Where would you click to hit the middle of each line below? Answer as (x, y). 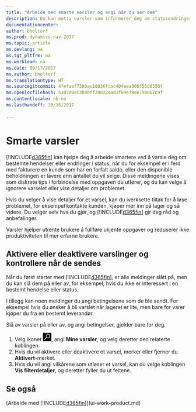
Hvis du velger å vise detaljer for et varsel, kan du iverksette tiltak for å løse (97, 200)
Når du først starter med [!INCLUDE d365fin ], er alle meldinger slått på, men (97, 277)
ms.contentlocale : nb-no (36, 99)
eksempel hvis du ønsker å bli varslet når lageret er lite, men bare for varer (96, 307)
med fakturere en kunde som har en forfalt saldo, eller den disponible (90, 169)
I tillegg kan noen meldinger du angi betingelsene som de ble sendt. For (92, 301)
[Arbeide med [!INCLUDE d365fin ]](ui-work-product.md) (73, 403)
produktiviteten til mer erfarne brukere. (53, 236)
